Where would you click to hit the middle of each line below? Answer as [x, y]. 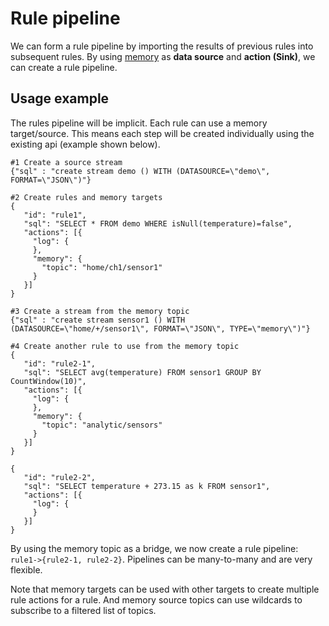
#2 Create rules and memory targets [86, 197]
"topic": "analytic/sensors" [102, 425]
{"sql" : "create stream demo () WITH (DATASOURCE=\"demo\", [140, 171]
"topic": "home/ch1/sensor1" [102, 267]
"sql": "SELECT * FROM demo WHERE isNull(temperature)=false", [158, 223]
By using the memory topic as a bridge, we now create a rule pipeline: [154, 548]
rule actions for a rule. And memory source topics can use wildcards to [156, 599]
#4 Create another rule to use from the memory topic [125, 346]
